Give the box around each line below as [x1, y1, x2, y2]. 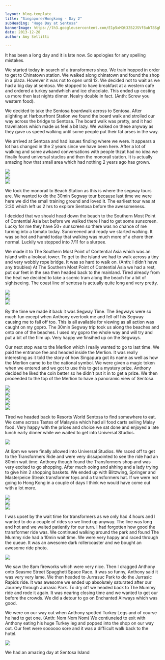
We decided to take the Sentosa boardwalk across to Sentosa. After [5, 108, 142, 114]
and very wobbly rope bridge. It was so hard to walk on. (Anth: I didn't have [5, 259, 158, 265]
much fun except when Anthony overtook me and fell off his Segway [5, 314, 144, 320]
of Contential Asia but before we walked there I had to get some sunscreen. [5, 218, 158, 224]
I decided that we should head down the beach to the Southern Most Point [5, 213, 156, 219]
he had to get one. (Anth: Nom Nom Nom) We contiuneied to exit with [5, 615, 146, 621]
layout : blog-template [5, 11, 52, 16]
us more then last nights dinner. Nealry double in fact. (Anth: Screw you [5, 93, 150, 99]
